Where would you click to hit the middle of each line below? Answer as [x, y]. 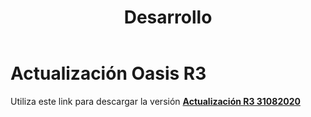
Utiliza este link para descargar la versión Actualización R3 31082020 [155, 101]
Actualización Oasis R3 [108, 73]
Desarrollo [168, 17]
